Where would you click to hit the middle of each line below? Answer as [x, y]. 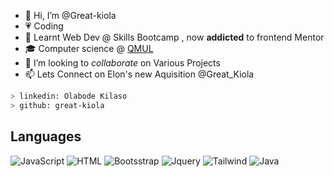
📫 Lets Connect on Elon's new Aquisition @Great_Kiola [139, 74]
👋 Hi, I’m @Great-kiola [70, 15]
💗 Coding [44, 26]
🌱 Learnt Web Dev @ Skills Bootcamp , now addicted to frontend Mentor [174, 37]
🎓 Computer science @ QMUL [89, 48]
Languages [46, 136]
